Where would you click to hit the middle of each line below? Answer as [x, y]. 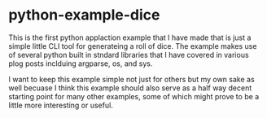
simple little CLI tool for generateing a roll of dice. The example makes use [133, 46]
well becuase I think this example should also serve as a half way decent [130, 88]
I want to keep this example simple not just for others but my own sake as [131, 79]
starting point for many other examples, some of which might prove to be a [134, 96]
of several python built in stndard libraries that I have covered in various [129, 55]
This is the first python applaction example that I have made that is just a [130, 37]
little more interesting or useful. [61, 105]
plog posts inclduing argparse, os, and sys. [81, 63]
